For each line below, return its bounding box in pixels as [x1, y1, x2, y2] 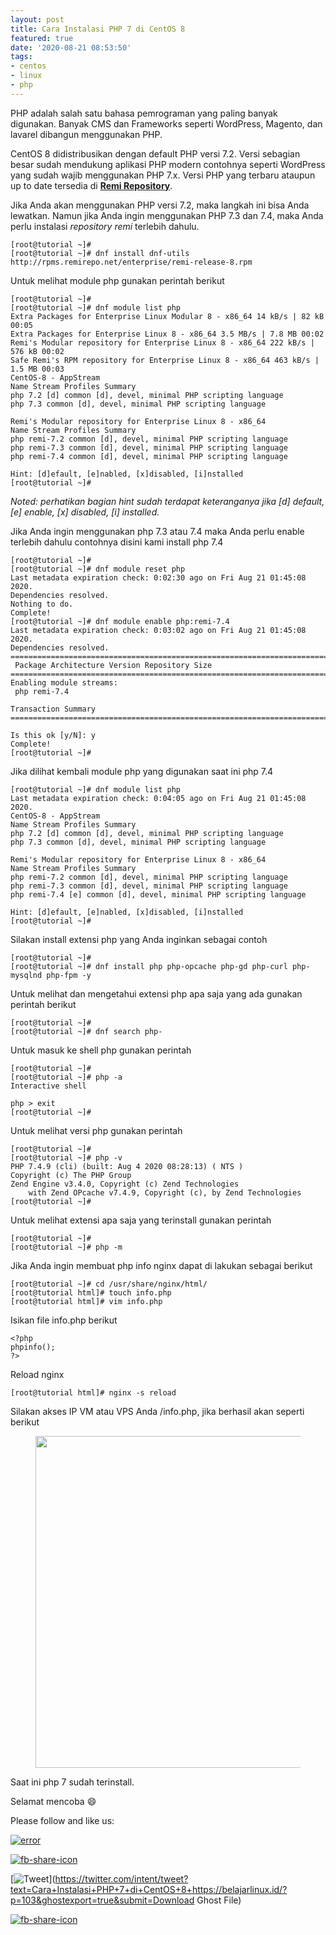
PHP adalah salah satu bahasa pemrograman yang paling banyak [10, 107, 278, 119]
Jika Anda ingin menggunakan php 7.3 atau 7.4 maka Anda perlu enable [10, 525, 305, 537]
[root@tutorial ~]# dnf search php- [10, 1026, 163, 1036]
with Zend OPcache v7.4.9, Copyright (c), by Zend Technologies [28, 1187, 302, 1198]
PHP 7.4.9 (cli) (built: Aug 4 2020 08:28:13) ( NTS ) [10, 1161, 244, 1171]
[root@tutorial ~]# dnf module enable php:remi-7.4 [10, 616, 230, 626]
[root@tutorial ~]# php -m [10, 1242, 123, 1252]
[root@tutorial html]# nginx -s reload [10, 1387, 177, 1398]
